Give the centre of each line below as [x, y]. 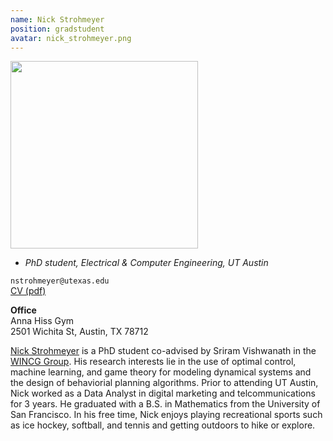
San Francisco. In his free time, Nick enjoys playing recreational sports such [166, 415]
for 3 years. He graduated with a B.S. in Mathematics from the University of [165, 404]
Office [23, 310]
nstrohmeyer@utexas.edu [60, 281]
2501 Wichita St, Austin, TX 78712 [79, 332]
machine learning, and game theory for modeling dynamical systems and [161, 372]
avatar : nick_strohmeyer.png [71, 38]
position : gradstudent [57, 29]
